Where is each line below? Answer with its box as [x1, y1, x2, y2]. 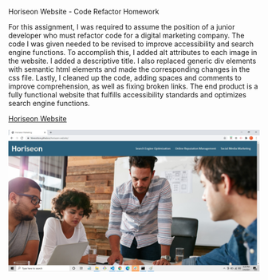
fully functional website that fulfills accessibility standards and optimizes [8, 90, 247, 99]
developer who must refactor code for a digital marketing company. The [8, 31, 245, 40]
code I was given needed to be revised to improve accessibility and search [8, 39, 254, 49]
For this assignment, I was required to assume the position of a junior [8, 22, 235, 31]
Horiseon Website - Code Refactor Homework [8, 7, 160, 16]
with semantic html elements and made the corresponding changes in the [8, 65, 250, 74]
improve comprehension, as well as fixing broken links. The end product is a [8, 81, 258, 91]
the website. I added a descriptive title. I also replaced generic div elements [8, 56, 257, 65]
